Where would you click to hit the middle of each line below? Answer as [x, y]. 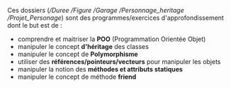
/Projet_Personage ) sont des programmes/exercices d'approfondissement [116, 18]
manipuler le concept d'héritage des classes [83, 46]
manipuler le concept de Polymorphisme [78, 54]
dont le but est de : [35, 25]
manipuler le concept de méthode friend [77, 77]
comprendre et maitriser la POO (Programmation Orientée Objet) [112, 39]
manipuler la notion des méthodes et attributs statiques [100, 69]
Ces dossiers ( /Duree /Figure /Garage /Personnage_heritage [96, 10]
